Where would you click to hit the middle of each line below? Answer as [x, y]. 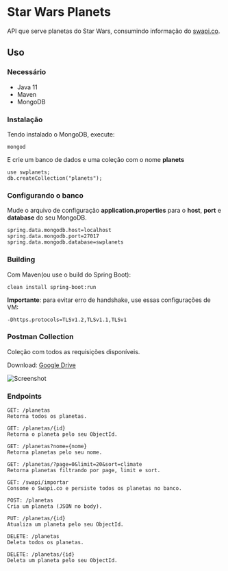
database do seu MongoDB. [47, 218]
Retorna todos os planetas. [47, 417]
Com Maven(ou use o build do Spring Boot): [69, 275]
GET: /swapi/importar [38, 482]
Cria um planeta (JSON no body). [55, 506]
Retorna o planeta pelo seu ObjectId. [62, 434]
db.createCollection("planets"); [55, 178]
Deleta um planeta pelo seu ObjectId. [62, 561]
